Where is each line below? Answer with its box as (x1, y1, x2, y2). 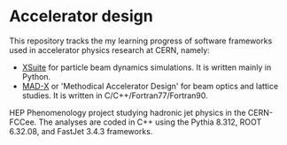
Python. (21, 71, 51, 81)
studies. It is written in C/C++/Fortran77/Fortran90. (21, 90, 208, 101)
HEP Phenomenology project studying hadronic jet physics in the (9, 107, 246, 118)
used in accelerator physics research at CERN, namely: (9, 44, 210, 55)
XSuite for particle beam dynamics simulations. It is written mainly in (21, 62, 272, 72)
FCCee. (9, 117, 37, 127)
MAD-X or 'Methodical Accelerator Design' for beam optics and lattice (21, 80, 279, 91)
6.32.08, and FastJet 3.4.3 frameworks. (9, 126, 153, 136)
